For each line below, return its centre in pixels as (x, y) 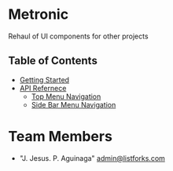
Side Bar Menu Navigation (74, 104)
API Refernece (43, 88)
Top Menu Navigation (66, 96)
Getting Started (44, 79)
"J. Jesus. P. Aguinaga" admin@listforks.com (92, 158)
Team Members (60, 136)
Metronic (39, 15)
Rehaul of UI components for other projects (78, 36)
